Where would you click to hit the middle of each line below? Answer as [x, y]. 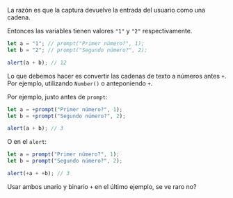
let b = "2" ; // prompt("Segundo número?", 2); [78, 50]
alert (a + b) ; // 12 [37, 63]
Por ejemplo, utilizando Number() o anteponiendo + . [80, 83]
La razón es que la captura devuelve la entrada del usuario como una [106, 10]
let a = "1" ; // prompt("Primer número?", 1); [76, 44]
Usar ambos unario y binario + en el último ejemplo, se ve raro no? [102, 186]
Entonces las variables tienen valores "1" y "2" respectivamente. [100, 31]
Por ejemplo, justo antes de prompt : [57, 97]
